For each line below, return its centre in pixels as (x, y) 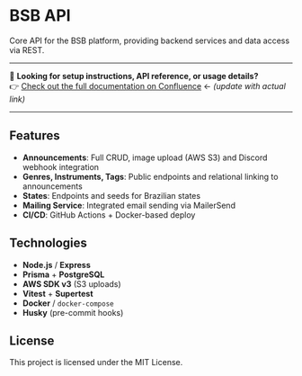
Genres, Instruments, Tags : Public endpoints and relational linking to (150, 176)
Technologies (49, 243)
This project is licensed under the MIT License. (96, 363)
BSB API (40, 16)
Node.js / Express (57, 264)
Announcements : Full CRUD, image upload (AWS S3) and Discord (145, 157)
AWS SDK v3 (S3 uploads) (71, 283)
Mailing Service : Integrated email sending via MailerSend (129, 205)
